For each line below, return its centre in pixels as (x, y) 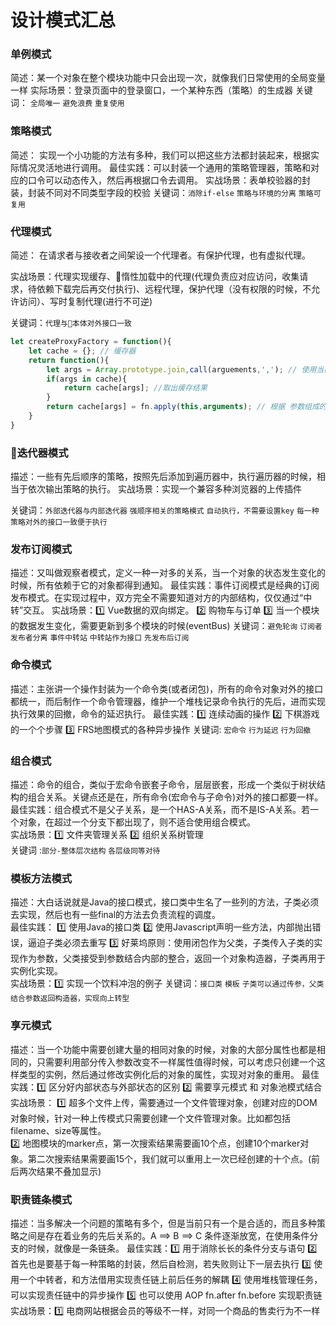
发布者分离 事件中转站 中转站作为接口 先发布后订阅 (100, 638)
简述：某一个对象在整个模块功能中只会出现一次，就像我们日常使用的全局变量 (168, 78)
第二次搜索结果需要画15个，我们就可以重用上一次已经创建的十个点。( (169, 1158)
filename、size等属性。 (58, 1130)
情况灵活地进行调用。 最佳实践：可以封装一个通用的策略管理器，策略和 (164, 167)
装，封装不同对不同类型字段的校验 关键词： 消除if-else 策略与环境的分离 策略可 (166, 192)
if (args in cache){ (87, 379)
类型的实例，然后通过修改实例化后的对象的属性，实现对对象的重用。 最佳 (169, 1074)
